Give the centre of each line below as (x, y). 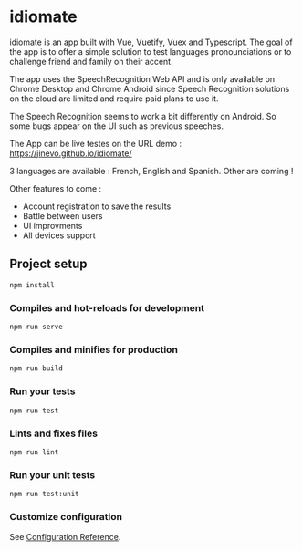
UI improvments (52, 225)
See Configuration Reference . (65, 536)
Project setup (49, 264)
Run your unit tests (52, 474)
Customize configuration (66, 517)
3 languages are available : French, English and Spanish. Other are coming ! (151, 171)
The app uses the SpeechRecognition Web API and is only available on (142, 78)
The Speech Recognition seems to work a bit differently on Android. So (143, 116)
